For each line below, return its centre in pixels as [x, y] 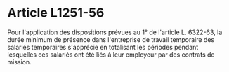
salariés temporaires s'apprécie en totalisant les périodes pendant [103, 47]
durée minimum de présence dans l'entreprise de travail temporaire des [111, 39]
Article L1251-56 [56, 13]
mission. [19, 62]
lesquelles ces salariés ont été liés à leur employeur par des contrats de [111, 55]
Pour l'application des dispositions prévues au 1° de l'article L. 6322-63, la [115, 32]
